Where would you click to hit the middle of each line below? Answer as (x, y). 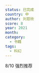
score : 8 (14, 23)
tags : (11, 46)
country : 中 (17, 14)
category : (15, 37)
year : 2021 (16, 28)
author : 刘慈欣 (19, 19)
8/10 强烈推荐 (19, 66)
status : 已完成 (19, 10)
